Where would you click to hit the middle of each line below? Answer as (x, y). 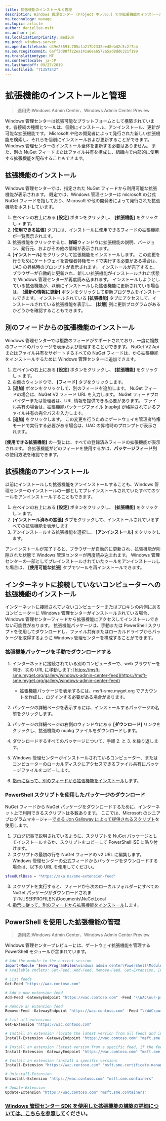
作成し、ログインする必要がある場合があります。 (78, 697)
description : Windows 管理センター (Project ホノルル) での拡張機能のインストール (84, 14)
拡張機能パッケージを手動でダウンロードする (58, 652)
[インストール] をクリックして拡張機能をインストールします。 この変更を (86, 254)
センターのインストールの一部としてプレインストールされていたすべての (83, 491)
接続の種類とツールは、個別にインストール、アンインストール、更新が (89, 127)
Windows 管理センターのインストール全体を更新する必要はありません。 (78, 146)
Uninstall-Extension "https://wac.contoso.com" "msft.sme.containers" (79, 1079)
